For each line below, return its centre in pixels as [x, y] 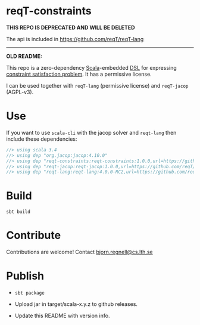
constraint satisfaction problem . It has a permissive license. [79, 74]
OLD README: [24, 56]
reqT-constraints [49, 11]
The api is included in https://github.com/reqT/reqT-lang [75, 39]
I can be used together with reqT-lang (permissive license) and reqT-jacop [97, 85]
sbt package [29, 293]
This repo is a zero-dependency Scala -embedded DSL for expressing [91, 67]
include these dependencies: [42, 139]
